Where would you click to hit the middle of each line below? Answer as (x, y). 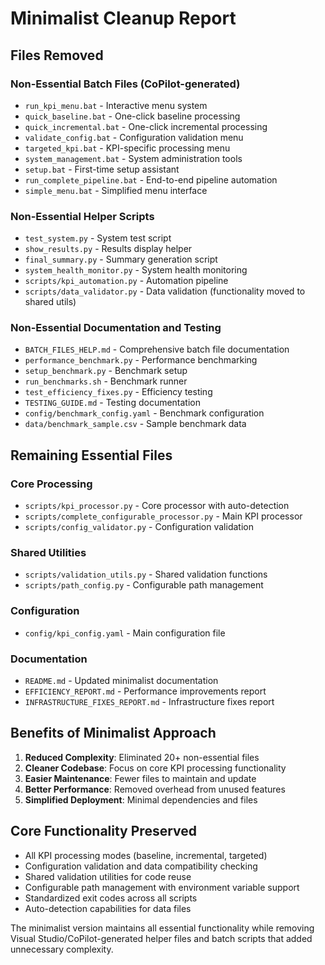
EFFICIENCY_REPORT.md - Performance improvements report (145, 691)
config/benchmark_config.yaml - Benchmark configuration (144, 413)
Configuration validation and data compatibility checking (141, 866)
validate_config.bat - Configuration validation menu (134, 137)
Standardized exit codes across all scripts (111, 898)
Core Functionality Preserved (103, 831)
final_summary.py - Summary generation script (121, 259)
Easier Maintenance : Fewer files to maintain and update (140, 778)
